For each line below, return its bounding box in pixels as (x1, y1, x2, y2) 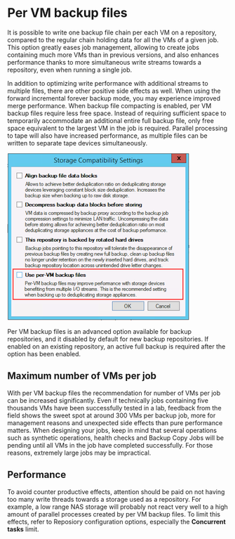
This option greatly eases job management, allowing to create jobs (7, 43, 200, 51)
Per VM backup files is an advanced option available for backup (7, 327, 192, 335)
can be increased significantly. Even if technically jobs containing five (7, 396, 209, 405)
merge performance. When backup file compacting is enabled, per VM (7, 101, 212, 110)
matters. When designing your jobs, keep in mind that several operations (7, 426, 217, 434)
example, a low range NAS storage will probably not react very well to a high (7, 502, 228, 511)
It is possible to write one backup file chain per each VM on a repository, (7, 28, 217, 37)
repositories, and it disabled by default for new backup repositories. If (7, 335, 209, 343)
